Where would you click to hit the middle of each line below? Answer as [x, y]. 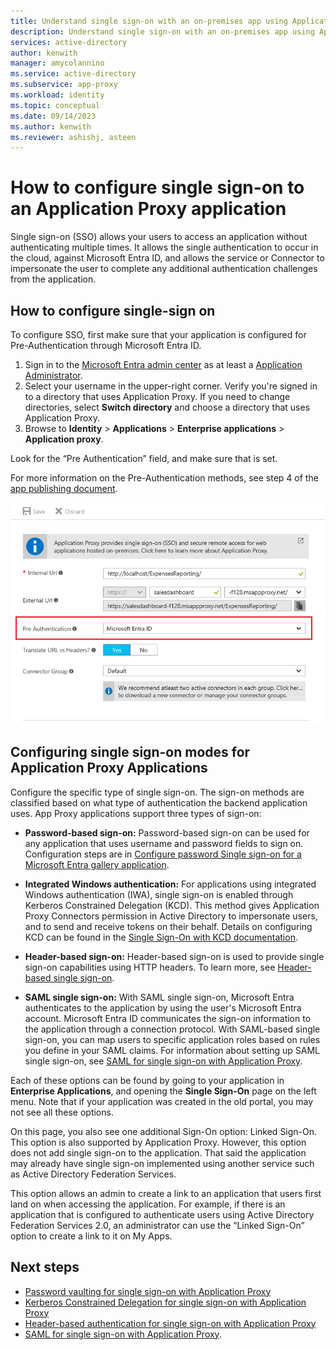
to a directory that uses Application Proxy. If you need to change [157, 396]
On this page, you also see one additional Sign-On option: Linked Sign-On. [164, 1131]
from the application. [53, 279]
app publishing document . [64, 488]
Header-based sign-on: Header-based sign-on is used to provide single [174, 956]
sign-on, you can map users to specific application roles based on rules [172, 1039]
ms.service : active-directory [73, 74]
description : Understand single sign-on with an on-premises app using [162, 31]
